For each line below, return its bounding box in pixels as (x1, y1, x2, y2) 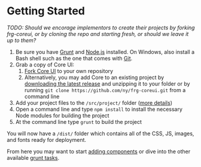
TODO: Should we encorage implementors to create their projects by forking (7, 24, 195, 31)
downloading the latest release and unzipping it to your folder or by (24, 80, 190, 87)
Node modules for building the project (15, 112, 109, 119)
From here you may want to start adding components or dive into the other (7, 148, 191, 155)
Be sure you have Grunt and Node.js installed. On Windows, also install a (15, 48, 195, 55)
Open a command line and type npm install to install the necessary (15, 105, 183, 113)
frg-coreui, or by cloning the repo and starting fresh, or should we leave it (7, 30, 189, 37)
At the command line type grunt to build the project (15, 118, 142, 125)
